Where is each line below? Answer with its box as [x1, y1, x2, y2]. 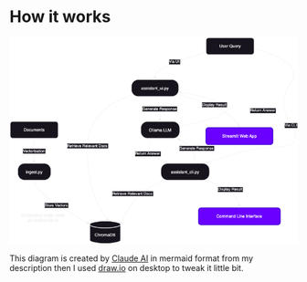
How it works [9, 6, 111, 27]
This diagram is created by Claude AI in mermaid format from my [9, 253, 254, 264]
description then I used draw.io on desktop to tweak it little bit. [9, 263, 244, 274]
